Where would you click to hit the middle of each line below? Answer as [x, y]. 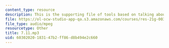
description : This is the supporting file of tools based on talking [80, 14]
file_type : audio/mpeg [29, 24]
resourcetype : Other [27, 28]
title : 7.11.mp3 [22, 33]
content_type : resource [30, 10]
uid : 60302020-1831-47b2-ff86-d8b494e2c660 [52, 38]
